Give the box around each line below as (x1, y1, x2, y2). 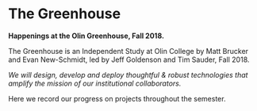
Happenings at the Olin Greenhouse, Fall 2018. (8, 31, 165, 40)
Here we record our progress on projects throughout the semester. (8, 94, 226, 103)
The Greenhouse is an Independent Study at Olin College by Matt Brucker (8, 46, 248, 55)
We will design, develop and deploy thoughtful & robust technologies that (8, 70, 248, 79)
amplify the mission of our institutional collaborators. (8, 78, 182, 88)
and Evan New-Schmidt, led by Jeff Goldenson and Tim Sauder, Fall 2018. (8, 55, 250, 64)
